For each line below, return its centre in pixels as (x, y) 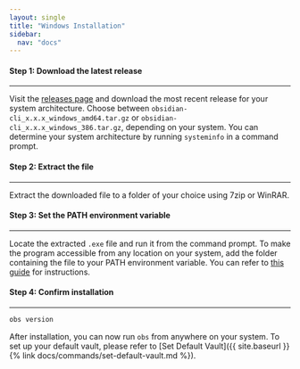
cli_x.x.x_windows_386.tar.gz (66, 128)
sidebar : (25, 34)
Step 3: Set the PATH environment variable (90, 216)
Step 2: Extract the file (51, 167)
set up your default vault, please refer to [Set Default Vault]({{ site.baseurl (145, 346)
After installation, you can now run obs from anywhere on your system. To (144, 336)
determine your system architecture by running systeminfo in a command (144, 137)
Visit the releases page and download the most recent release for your (139, 99)
